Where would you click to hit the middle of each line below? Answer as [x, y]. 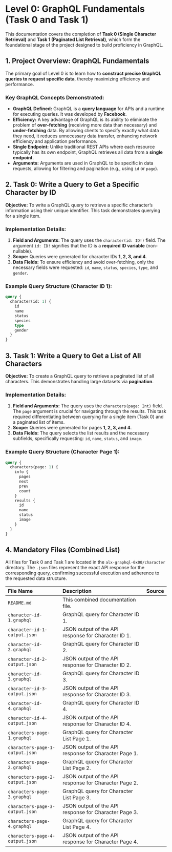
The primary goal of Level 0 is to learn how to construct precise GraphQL [83, 73]
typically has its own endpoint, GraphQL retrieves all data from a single [88, 152]
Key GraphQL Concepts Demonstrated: [55, 97]
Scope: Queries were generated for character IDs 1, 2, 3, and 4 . [80, 257]
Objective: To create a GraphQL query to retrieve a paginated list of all [80, 376]
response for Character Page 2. [100, 783]
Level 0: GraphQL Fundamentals [75, 9]
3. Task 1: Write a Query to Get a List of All [73, 356]
